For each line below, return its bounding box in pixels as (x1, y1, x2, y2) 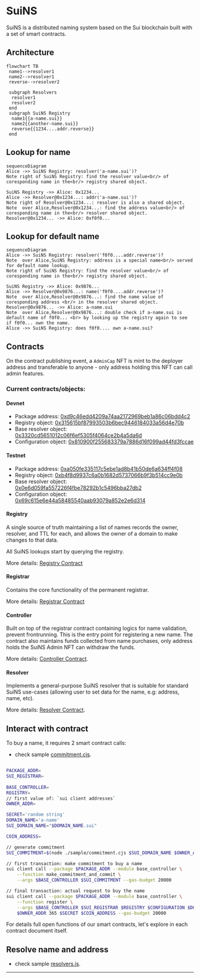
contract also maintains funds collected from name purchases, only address (6, 638, 193, 645)
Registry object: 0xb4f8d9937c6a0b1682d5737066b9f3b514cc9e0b (14, 471, 183, 478)
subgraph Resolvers (8, 89, 58, 95)
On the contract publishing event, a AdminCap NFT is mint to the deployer (6, 358, 183, 365)
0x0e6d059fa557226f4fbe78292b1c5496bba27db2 (14, 484, 142, 491)
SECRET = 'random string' (6, 812, 65, 818)
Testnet (6, 452, 26, 459)
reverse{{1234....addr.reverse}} (11, 126, 95, 132)
